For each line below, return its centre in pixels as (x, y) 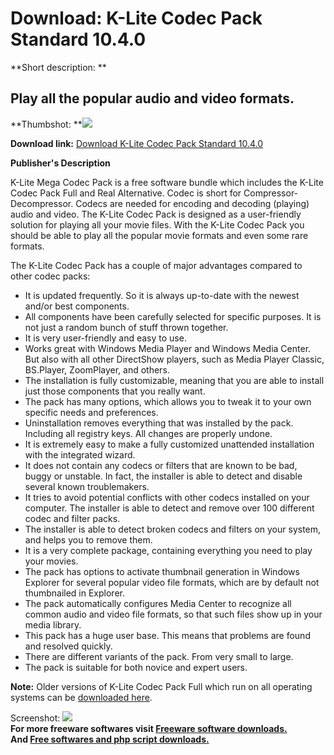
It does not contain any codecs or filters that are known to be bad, (161, 465)
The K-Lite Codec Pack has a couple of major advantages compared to (156, 265)
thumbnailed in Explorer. (74, 593)
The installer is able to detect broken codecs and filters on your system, (173, 529)
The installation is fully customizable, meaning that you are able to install (174, 380)
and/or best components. (77, 306)
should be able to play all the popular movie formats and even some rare (159, 235)
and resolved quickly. (68, 646)
